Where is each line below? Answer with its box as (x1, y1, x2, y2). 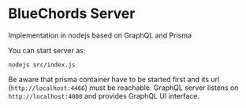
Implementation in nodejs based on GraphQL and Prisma (8, 31, 192, 40)
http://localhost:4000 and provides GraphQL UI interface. (8, 91, 199, 100)
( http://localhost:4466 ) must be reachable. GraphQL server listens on (8, 83, 239, 92)
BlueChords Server (8, 5, 136, 23)
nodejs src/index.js (8, 60, 76, 69)
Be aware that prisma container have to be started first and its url (8, 74, 220, 84)
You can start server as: (8, 45, 86, 55)
